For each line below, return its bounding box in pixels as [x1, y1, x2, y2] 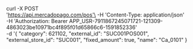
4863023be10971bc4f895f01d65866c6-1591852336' [6, 24, 137, 31]
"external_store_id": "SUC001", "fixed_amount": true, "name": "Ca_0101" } [6, 37, 188, 43]
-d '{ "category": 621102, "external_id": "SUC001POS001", [6, 30, 149, 37]
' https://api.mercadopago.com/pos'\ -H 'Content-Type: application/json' [6, 11, 185, 18]
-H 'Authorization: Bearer [6, 18, 68, 24]
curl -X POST [6, 5, 39, 12]
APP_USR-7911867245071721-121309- [68, 18, 163, 24]
